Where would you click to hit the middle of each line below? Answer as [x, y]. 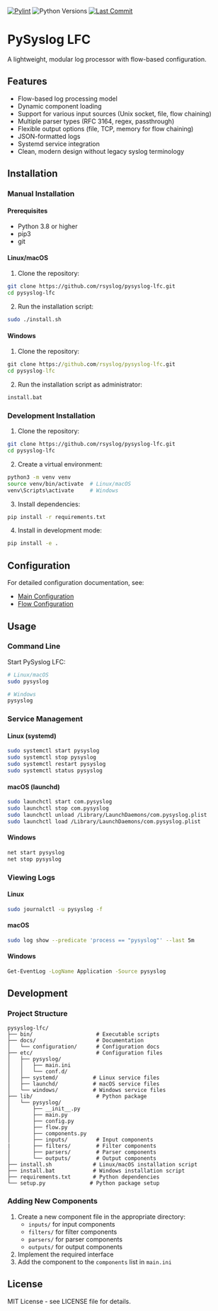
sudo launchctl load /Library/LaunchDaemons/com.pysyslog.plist [104, 821]
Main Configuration [46, 596]
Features [27, 82]
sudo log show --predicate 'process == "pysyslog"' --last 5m [101, 940]
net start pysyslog [36, 852]
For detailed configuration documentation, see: [76, 583]
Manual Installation [41, 194]
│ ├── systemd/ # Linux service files [84, 1078]
